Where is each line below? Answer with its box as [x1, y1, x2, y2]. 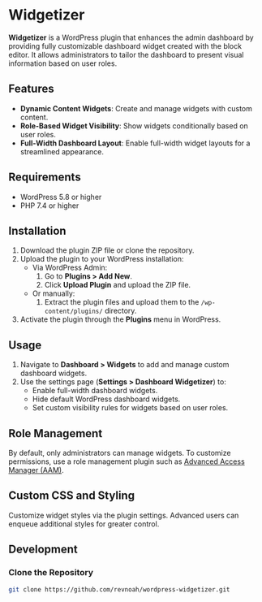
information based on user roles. [8, 58, 118, 68]
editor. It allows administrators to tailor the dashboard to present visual [8, 50, 244, 59]
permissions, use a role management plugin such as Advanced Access [8, 457, 245, 466]
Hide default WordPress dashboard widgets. [32, 394, 181, 404]
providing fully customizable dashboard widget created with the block [8, 41, 242, 50]
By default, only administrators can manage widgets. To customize [8, 448, 231, 457]
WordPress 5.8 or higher [19, 192, 102, 201]
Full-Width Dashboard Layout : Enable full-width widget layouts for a [19, 138, 251, 148]
